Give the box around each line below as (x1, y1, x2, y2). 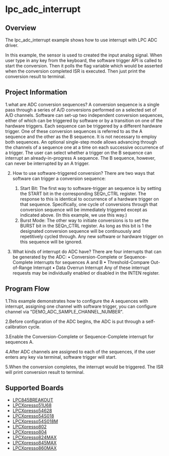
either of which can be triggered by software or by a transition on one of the (5, 117, 163, 123)
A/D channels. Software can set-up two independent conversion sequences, (5, 112, 164, 118)
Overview (5, 24, 37, 32)
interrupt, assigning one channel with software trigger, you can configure (5, 303, 157, 309)
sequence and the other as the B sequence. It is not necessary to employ (5, 134, 157, 140)
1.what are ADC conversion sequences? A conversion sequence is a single (5, 101, 160, 107)
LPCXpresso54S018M (12, 418, 58, 424)
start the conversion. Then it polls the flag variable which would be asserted (5, 63, 162, 69)
